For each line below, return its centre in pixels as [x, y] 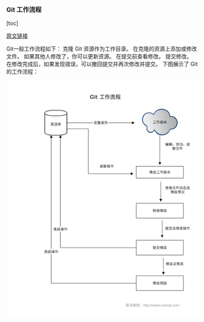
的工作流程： [22, 72]
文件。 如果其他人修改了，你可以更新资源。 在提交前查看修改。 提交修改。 [99, 57]
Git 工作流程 [24, 9]
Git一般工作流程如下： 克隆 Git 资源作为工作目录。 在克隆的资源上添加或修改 [102, 49]
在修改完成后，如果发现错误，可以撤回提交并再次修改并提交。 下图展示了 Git [102, 64]
